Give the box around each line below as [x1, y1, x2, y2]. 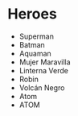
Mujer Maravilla [18, 57, 71, 67]
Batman [18, 39, 45, 49]
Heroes [7, 5, 57, 23]
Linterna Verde [18, 65, 69, 75]
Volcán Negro [18, 82, 65, 93]
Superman [18, 31, 54, 41]
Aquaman [18, 48, 51, 58]
